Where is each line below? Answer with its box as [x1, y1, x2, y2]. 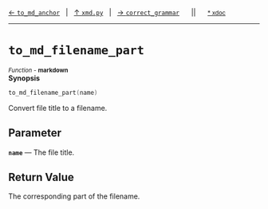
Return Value [8, 171, 74, 184]
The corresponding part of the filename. [8, 191, 140, 201]
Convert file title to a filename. [8, 103, 108, 112]
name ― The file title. [8, 148, 75, 157]
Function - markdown [8, 66, 69, 74]
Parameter [8, 126, 62, 140]
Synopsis [8, 73, 41, 83]
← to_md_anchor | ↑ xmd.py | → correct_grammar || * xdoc [8, 8, 226, 17]
